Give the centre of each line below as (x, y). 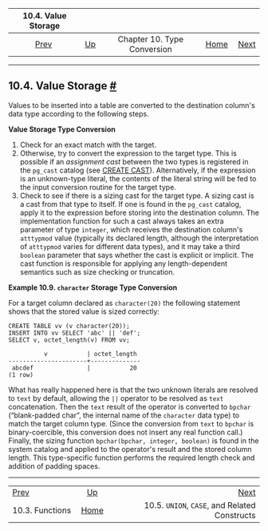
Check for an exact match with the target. (88, 145)
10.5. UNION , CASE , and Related (200, 505)
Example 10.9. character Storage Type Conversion (93, 287)
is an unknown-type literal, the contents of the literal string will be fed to (138, 178)
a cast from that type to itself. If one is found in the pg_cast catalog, (130, 204)
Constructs (235, 515)
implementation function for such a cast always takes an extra (122, 221)
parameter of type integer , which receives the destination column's (131, 229)
